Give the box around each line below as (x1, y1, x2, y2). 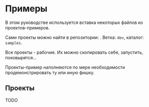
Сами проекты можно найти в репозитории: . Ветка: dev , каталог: (5, 34, 144, 40)
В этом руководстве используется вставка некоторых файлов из (5, 19, 143, 25)
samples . (5, 39, 22, 45)
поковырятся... (5, 54, 37, 60)
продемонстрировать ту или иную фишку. (5, 69, 95, 75)
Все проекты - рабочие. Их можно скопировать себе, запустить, (5, 49, 144, 55)
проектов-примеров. (5, 24, 50, 30)
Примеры (5, 3, 48, 14)
